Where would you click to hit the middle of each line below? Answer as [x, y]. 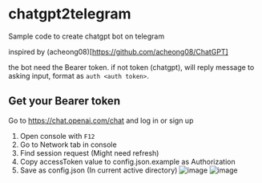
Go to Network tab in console [69, 144]
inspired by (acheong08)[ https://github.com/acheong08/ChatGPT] [118, 51]
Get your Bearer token [64, 101]
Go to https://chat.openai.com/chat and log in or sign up [101, 120]
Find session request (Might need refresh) [89, 152]
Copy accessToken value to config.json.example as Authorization [127, 161]
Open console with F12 [57, 136]
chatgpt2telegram [70, 14]
